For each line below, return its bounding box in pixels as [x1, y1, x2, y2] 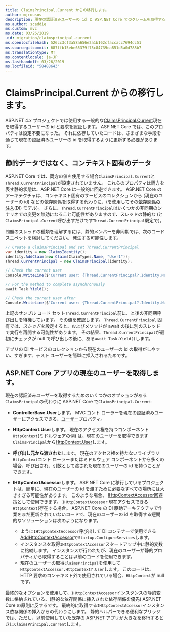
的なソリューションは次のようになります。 [12, 518, 101, 524]
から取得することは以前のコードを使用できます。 [33, 554, 135, 560]
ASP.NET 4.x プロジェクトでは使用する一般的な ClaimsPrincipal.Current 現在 [5, 117, 162, 124]
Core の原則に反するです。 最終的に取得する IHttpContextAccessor [5, 602, 143, 608]
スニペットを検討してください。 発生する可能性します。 [5, 235, 121, 241]
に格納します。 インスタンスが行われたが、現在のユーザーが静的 [20, 547, 154, 554]
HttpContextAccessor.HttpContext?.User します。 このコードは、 [20, 566, 154, 572]
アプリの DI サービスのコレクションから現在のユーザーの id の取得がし [5, 346, 152, 352]
